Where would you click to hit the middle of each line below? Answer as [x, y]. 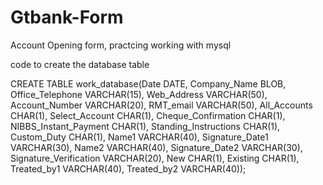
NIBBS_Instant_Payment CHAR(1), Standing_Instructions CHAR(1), [145, 126]
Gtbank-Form [67, 17]
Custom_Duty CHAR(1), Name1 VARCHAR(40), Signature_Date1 [139, 137]
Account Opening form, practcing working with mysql [121, 45]
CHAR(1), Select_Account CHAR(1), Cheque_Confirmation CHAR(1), [148, 115]
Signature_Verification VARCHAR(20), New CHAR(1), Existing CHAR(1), [155, 158]
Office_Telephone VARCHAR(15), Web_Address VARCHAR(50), [139, 94]
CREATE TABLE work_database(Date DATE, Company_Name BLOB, [148, 83]
